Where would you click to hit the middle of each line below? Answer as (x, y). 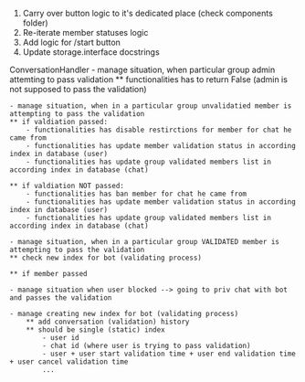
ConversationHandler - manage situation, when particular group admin (142, 69)
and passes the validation (61, 298)
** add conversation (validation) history (108, 322)
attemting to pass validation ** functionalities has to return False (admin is (148, 80)
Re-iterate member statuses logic (85, 32)
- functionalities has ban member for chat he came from (137, 194)
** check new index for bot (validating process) (106, 258)
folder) (35, 23)
